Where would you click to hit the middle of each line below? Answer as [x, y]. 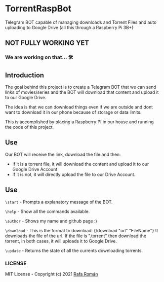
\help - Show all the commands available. [47, 211]
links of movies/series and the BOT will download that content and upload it [82, 92]
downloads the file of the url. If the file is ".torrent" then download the [76, 236]
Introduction [25, 75]
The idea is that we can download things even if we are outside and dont [79, 107]
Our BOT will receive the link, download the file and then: [63, 154]
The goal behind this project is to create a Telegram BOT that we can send [81, 87]
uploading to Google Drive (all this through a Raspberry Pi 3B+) [69, 27]
